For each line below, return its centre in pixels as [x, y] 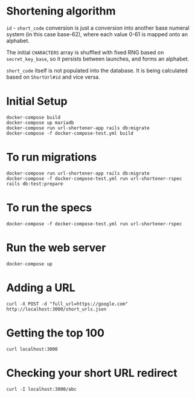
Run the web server [56, 247]
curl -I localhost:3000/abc [42, 389]
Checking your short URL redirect [92, 373]
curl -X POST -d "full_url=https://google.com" [67, 304]
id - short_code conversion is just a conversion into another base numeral [98, 28]
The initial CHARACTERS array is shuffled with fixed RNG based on [85, 52]
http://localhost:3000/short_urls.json [56, 309]
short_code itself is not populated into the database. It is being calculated [97, 70]
